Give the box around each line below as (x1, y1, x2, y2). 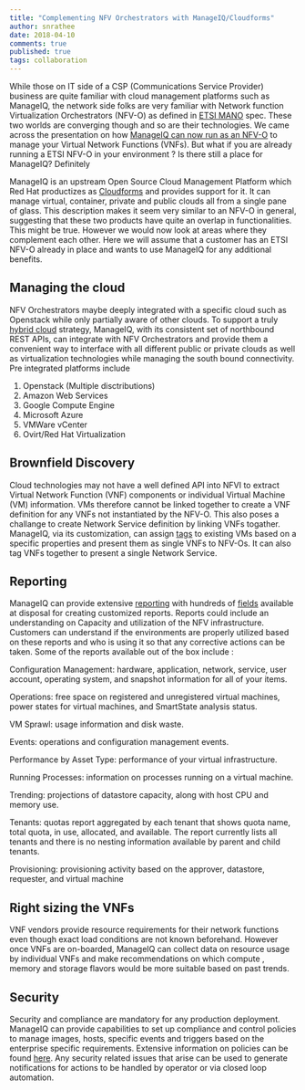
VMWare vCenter (22, 419, 88, 430)
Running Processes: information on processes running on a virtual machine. (9, 772, 294, 783)
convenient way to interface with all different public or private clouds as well (9, 343, 296, 354)
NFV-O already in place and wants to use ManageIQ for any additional (9, 244, 271, 255)
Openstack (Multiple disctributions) (22, 380, 156, 391)
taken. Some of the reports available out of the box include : (9, 646, 234, 657)
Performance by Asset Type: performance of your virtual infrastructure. (9, 754, 278, 765)
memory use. (9, 800, 59, 811)
